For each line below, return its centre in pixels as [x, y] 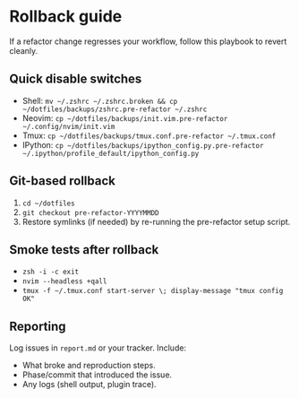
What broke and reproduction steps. [89, 366]
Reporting [38, 326]
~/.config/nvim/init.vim [68, 126]
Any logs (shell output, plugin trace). [89, 385]
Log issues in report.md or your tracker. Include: [98, 348]
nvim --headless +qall [64, 281]
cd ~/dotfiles [48, 203]
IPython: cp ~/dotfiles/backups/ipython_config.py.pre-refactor [143, 144]
